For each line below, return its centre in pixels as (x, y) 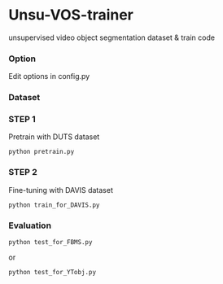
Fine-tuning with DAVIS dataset (61, 190)
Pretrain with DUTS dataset (54, 137)
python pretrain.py (42, 152)
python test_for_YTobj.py (52, 273)
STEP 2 (23, 173)
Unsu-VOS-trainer (71, 15)
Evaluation (30, 225)
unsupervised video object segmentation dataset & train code (112, 37)
